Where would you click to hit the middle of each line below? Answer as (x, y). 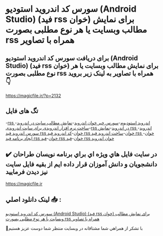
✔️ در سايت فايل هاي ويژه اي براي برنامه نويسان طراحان (81, 154)
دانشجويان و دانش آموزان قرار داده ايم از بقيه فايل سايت (81, 164)
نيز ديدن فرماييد (27, 172)
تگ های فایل (22, 111)
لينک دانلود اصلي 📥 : (33, 200)
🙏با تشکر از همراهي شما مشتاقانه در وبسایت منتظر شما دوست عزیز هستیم (74, 228)
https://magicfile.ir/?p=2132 (33, 96)
